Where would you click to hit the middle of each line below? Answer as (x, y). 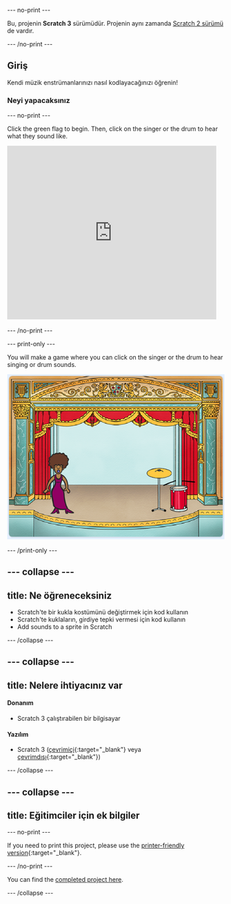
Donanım (20, 703)
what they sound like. (37, 136)
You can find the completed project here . (66, 880)
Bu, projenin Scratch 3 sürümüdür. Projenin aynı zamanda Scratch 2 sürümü (115, 23)
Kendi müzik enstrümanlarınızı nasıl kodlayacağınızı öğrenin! (92, 82)
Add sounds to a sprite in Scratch (64, 627)
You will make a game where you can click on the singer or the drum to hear (115, 357)
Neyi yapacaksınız (39, 100)
